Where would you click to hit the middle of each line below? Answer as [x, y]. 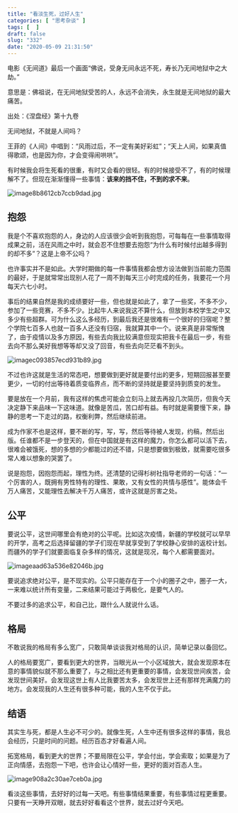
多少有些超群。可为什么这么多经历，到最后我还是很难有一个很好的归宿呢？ [116, 319]
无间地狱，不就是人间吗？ [45, 131]
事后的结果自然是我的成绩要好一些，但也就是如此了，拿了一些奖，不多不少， [119, 301]
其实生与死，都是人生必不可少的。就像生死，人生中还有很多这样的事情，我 [116, 732]
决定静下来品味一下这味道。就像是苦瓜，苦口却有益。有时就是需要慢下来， [116, 407]
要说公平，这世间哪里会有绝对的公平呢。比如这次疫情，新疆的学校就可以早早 [119, 534]
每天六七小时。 [29, 286]
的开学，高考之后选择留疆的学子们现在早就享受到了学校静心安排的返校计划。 [119, 542]
